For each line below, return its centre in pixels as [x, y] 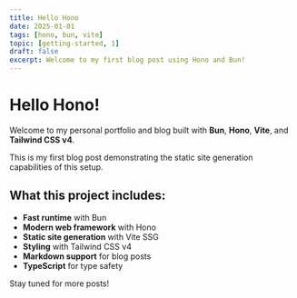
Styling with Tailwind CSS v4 [77, 246]
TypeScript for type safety [73, 265]
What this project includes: [88, 196]
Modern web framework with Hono [89, 227]
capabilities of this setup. [56, 167]
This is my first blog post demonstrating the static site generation [131, 157]
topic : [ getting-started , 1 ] [64, 43]
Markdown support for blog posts [87, 256]
